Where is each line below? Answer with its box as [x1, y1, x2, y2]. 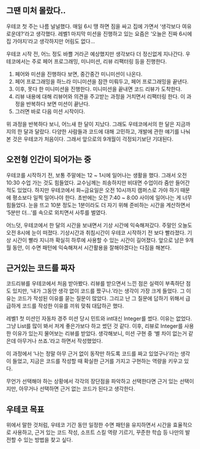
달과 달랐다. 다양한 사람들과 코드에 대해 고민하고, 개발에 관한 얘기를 [23, 128, 180, 135]
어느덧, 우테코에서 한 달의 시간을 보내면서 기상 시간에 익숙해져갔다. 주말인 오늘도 [6, 222, 193, 229]
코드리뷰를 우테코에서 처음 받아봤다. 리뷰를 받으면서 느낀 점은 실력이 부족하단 [6, 280, 185, 287]
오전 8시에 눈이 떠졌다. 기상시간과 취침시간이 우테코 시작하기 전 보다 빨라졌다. [6, 229, 186, 236]
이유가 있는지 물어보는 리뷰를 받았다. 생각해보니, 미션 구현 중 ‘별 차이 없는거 [12, 330, 187, 337]
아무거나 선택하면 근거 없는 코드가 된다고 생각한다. [19, 385, 136, 392]
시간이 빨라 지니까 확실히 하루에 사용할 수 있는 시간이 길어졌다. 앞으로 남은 [12, 236, 184, 244]
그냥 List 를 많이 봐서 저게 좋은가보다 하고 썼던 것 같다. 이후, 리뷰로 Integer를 [6, 322, 183, 330]
